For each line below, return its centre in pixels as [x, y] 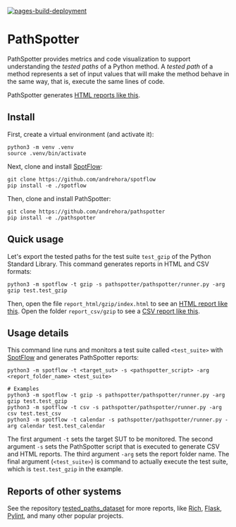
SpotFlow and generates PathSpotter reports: [73, 358]
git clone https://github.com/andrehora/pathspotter [86, 212]
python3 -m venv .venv [41, 147]
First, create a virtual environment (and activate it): [81, 134]
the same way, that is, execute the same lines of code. [86, 81]
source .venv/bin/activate [47, 153]
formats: [19, 271]
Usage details [38, 333]
